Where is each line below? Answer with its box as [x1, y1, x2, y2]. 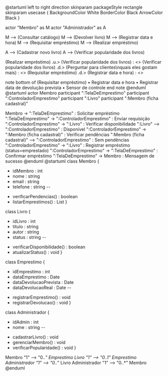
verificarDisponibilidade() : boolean [12, 244, 86, 250]
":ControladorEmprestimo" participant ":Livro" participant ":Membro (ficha [5, 95, 159, 101]
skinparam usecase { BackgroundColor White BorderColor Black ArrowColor [5, 10, 163, 16]
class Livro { [5, 209, 31, 214]
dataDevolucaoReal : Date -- [12, 285, 72, 290]
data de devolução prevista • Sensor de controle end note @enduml [5, 85, 146, 91]
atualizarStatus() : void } [12, 249, 63, 255]
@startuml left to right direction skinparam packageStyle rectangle [5, 5, 143, 10]
